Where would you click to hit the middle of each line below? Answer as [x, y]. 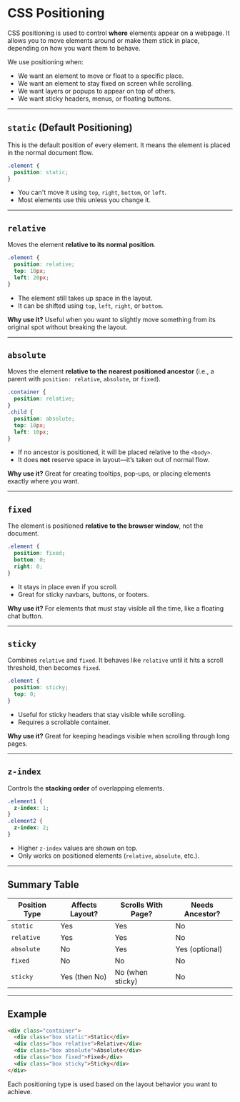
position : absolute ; [44, 419]
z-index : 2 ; [32, 828]
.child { [20, 412]
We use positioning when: [45, 61]
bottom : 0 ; [30, 560]
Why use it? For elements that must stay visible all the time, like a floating [116, 608]
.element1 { [25, 801]
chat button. [25, 616]
